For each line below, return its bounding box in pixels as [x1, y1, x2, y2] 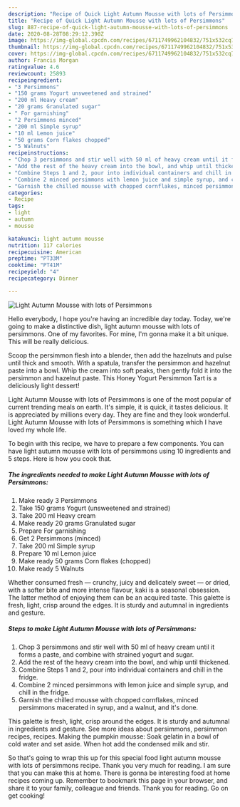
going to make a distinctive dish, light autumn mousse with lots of [8, 322, 200, 330]
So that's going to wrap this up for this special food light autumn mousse [8, 753, 221, 762]
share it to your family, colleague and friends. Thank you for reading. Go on [8, 783, 229, 792]
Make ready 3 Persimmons [18, 496, 98, 504]
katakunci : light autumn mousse [8, 235, 104, 242]
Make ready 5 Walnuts [18, 564, 85, 573]
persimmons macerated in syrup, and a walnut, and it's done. [18, 703, 199, 712]
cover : [8, 51, 28, 58]
